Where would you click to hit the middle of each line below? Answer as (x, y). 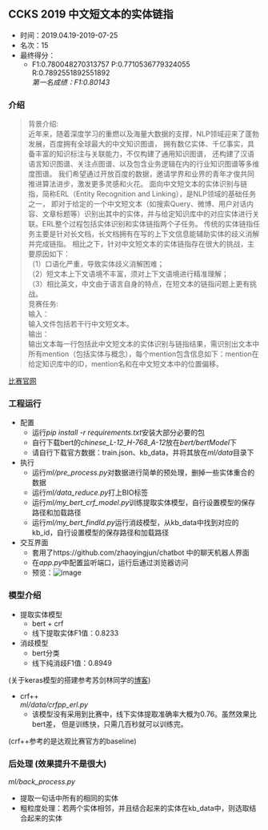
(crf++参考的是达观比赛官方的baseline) (73, 741)
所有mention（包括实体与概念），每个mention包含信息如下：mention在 (143, 354)
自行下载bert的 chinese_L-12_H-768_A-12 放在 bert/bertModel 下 (134, 443)
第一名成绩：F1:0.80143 (71, 82)
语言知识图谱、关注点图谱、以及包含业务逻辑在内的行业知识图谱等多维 (144, 164)
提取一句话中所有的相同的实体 (69, 798)
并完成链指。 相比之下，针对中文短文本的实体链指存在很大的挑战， (138, 244)
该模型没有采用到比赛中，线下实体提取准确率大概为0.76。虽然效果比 (144, 714)
